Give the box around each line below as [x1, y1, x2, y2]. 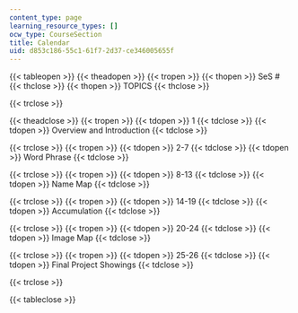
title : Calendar [9, 38, 70, 48]
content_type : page [9, 13, 83, 22]
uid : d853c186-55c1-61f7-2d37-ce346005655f [9, 47, 175, 56]
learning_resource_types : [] [9, 22, 118, 30]
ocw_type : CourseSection [9, 30, 102, 39]
